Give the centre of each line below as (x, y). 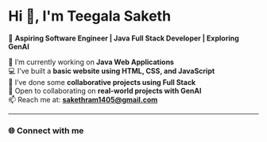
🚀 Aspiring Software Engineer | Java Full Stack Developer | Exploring (124, 38)
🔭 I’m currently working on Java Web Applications (91, 62)
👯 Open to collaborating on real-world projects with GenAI (105, 90)
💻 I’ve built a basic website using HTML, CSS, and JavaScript (112, 71)
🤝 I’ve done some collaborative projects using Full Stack (102, 82)
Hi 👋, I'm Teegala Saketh (90, 16)
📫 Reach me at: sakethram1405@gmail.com (83, 99)
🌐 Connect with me (46, 130)
